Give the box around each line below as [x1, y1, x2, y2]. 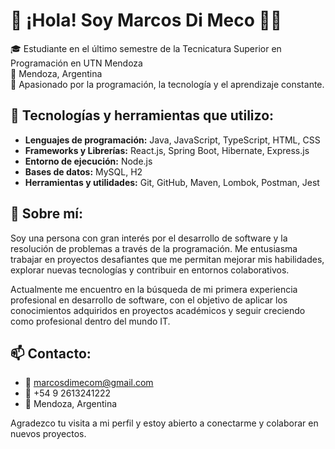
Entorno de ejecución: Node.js [24, 155, 153, 167]
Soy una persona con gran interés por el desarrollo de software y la [10, 232, 288, 244]
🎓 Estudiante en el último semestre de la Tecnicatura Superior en [10, 42, 282, 54]
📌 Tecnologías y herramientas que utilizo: [10, 107, 275, 124]
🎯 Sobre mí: [10, 205, 84, 223]
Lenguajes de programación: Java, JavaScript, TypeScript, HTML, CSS [24, 134, 321, 146]
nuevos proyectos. [10, 428, 87, 440]
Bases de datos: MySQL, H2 [24, 165, 143, 178]
